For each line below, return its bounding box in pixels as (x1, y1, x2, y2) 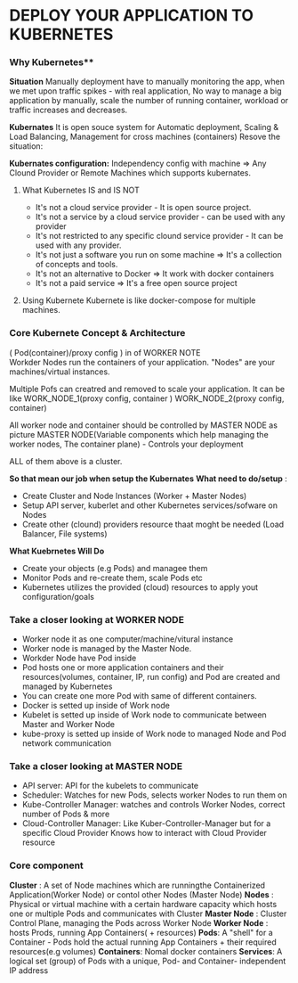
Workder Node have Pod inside (21, 652, 137, 664)
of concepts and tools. (35, 259, 118, 270)
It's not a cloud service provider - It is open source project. (35, 202, 252, 213)
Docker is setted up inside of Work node (21, 700, 171, 711)
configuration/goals (21, 591, 95, 602)
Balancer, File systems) (21, 528, 109, 539)
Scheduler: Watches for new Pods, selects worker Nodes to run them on (21, 790, 287, 800)
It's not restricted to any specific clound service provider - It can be (35, 231, 284, 242)
